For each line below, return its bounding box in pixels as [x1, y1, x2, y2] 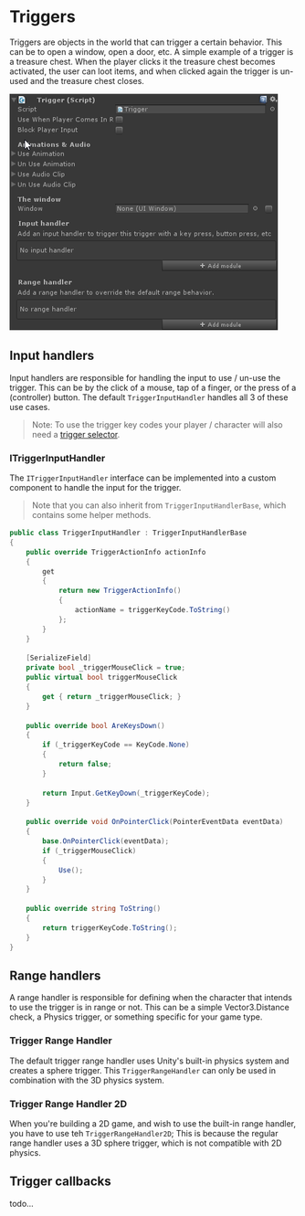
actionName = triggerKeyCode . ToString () [74, 606, 231, 615]
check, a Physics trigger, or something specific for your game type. [9, 1011, 263, 1022]
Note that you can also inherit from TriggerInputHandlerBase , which [31, 500, 287, 511]
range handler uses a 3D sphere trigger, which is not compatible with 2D [9, 1137, 282, 1148]
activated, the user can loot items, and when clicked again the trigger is [9, 66, 279, 77]
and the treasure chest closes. [30, 75, 144, 86]
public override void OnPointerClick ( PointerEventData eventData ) [26, 818, 284, 827]
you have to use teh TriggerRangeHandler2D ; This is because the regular [9, 1127, 279, 1138]
